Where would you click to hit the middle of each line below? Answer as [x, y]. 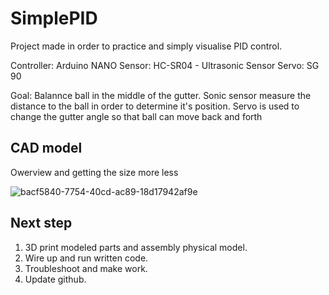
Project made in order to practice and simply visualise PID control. [146, 46]
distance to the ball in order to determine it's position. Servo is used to [155, 106]
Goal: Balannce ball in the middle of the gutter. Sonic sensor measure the [161, 95]
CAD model [46, 148]
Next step [41, 223]
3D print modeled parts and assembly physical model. [136, 247]
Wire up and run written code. [86, 258]
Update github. [55, 279]
